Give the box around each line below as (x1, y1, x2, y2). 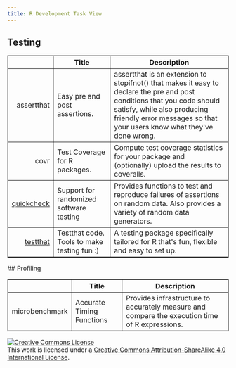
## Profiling (7, 265, 41, 273)
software (57, 203, 86, 213)
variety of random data (113, 208, 190, 217)
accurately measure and (126, 302, 206, 312)
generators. (113, 216, 152, 226)
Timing (74, 307, 98, 317)
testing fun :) (57, 246, 100, 255)
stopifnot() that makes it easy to (113, 78, 219, 88)
